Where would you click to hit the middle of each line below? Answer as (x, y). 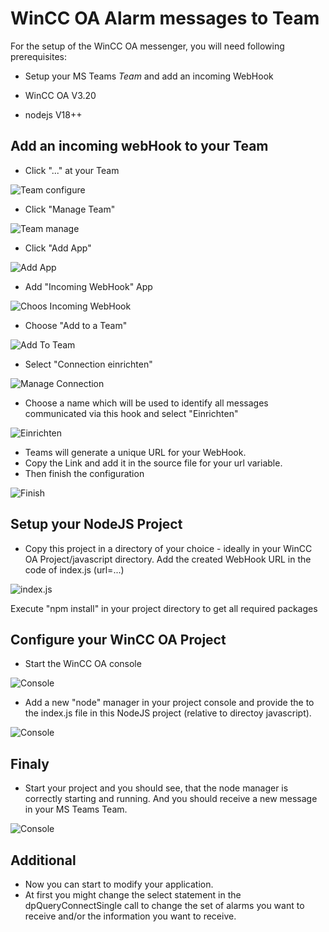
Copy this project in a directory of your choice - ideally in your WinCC (168, 548)
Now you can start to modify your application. (119, 884)
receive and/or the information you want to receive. (130, 916)
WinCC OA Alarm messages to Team (165, 18)
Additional (43, 860)
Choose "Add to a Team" (76, 325)
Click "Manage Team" (70, 209)
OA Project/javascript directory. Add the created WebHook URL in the (168, 559)
